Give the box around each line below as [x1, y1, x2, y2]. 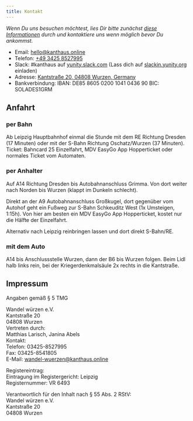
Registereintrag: [6, 367, 45, 374]
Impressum [6, 279, 49, 289]
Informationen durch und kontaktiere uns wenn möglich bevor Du [6, 30, 164, 38]
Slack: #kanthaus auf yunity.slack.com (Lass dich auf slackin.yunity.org [14, 61, 187, 68]
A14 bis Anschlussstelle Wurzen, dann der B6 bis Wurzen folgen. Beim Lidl [6, 255, 186, 262]
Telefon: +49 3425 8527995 [14, 54, 83, 61]
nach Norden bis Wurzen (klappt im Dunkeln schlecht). [6, 186, 139, 193]
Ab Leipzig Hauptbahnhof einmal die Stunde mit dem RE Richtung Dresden [6, 134, 186, 141]
